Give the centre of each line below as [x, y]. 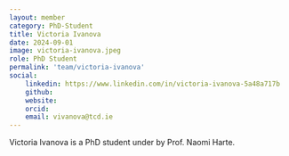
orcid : [37, 109]
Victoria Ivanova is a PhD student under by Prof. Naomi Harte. [122, 143]
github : [39, 92]
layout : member [37, 17]
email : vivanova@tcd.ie [69, 117]
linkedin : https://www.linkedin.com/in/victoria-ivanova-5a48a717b [153, 84]
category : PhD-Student [51, 26]
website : [41, 100]
